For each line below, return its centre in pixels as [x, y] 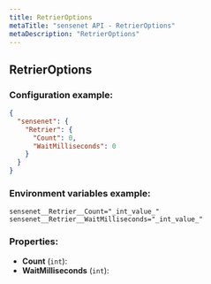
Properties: [34, 242]
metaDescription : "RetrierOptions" [75, 34]
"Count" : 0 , [54, 138]
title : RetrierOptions [51, 17]
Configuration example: [61, 95]
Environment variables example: [80, 193]
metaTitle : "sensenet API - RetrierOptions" [92, 26]
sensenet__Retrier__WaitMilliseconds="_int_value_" [106, 219]
